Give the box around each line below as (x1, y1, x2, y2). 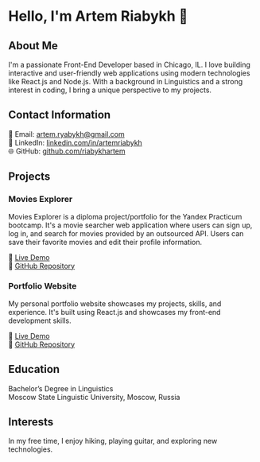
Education (8, 363, 60, 376)
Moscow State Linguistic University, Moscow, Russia (8, 392, 180, 402)
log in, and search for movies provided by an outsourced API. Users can (8, 228, 244, 238)
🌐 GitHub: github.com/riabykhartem (8, 146, 126, 156)
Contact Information (8, 108, 111, 122)
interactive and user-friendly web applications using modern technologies (8, 68, 250, 78)
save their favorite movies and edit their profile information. (8, 237, 203, 247)
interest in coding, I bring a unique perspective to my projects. (8, 85, 212, 95)
